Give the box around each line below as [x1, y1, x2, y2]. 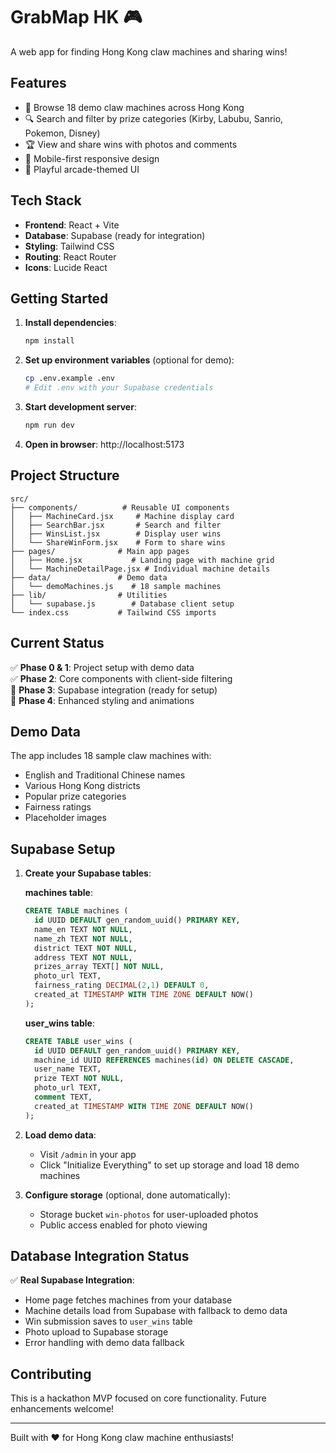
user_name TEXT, [34, 1064, 102, 1074]
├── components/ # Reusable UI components [10, 502, 230, 513]
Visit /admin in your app [39, 1148, 137, 1160]
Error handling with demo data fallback [24, 1337, 185, 1349]
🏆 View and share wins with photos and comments [24, 138, 238, 150]
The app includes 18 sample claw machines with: [10, 750, 212, 762]
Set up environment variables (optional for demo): [24, 354, 235, 366]
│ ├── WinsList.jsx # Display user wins [10, 529, 222, 539]
